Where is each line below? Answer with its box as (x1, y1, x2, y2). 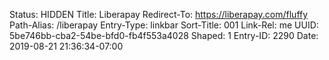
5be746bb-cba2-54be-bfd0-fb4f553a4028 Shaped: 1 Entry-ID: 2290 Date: (9, 30, 319, 41)
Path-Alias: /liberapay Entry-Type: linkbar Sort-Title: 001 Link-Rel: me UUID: (9, 19, 319, 31)
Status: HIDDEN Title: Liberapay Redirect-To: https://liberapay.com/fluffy (9, 9, 309, 20)
